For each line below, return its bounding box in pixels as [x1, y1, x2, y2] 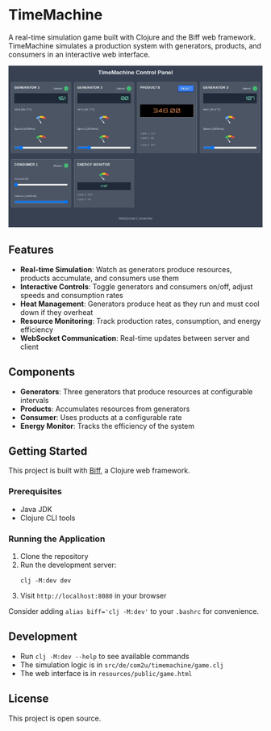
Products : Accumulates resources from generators [19, 404, 190, 414]
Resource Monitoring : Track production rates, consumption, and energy [19, 316, 261, 326]
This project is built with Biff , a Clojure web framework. [8, 466, 191, 476]
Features [8, 243, 54, 257]
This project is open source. [8, 713, 102, 723]
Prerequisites [8, 486, 62, 498]
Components [8, 365, 75, 379]
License [8, 692, 49, 706]
